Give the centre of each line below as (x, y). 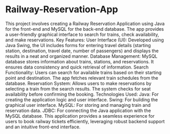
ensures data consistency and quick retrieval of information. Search (77, 67)
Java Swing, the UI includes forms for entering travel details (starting (78, 45)
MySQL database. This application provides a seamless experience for (80, 116)
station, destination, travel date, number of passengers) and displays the (82, 51)
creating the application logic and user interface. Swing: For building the (82, 99)
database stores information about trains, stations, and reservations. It (80, 61)
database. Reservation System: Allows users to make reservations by (78, 83)
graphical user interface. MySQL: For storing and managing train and (78, 105)
